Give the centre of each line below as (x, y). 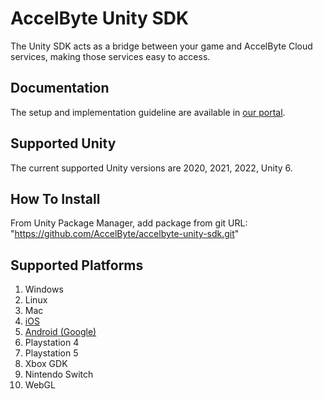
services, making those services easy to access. (110, 56)
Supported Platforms (77, 265)
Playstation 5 (51, 353)
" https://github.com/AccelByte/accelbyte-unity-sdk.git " (125, 234)
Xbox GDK (46, 364)
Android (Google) (60, 332)
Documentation (60, 88)
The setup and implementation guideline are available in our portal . (148, 112)
